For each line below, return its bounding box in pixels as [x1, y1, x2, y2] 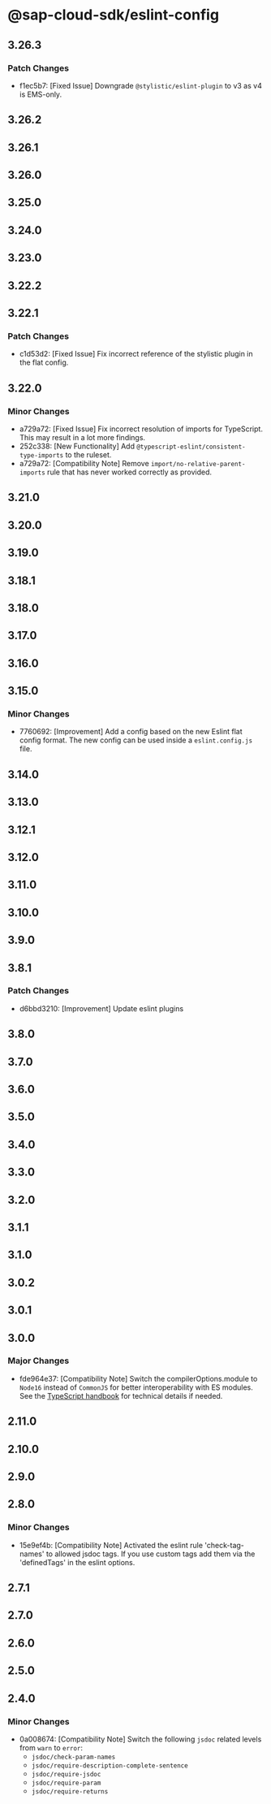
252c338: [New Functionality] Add [19, 441, 135, 451]
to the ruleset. [65, 449, 112, 460]
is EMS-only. [19, 89, 62, 99]
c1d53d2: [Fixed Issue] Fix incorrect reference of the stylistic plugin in [19, 349, 253, 359]
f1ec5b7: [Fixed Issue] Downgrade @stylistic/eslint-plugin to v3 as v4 [19, 80, 263, 90]
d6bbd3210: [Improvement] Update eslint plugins [19, 1003, 184, 1013]
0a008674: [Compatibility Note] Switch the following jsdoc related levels [19, 1734, 262, 1744]
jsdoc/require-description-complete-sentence [31, 1761, 188, 1770]
